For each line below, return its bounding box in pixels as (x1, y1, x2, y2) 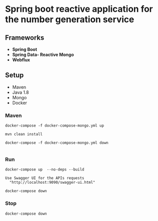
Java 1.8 (12, 89, 29, 95)
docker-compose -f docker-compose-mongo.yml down (5, 140, 109, 145)
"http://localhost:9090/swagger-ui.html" (9, 180, 96, 185)
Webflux (12, 57, 30, 62)
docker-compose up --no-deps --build (5, 167, 84, 172)
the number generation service (5, 14, 134, 25)
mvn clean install (5, 132, 43, 137)
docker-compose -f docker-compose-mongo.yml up (5, 123, 105, 128)
